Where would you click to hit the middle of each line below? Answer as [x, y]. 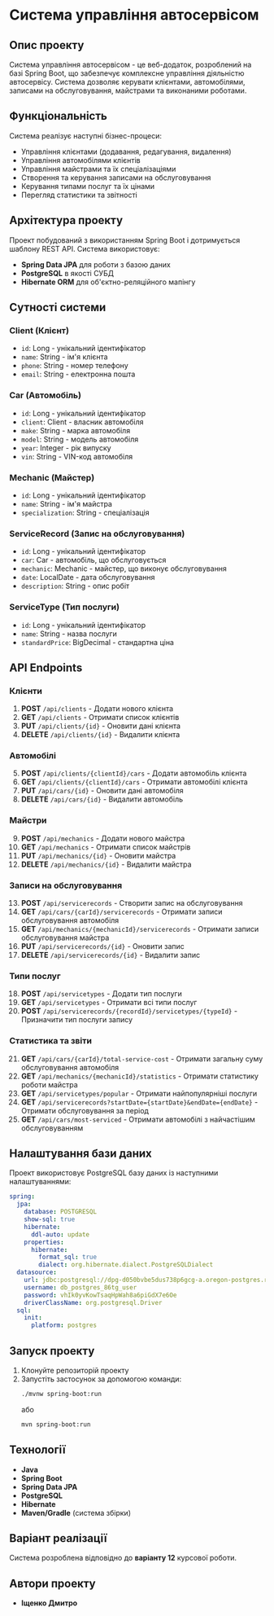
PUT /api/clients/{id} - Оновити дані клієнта [101, 726]
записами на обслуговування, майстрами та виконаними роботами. [128, 90]
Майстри [28, 820]
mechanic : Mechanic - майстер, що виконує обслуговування [124, 569]
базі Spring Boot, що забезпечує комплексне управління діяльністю [127, 73]
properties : [44, 1242]
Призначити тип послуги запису [77, 1020]
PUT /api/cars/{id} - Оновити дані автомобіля [102, 791]
